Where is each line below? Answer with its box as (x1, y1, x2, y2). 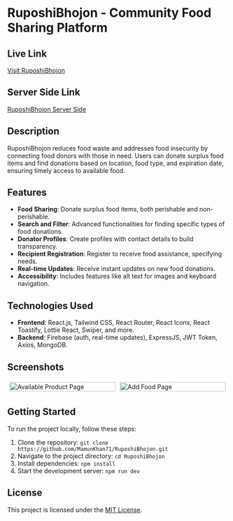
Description (7, 125, 59, 137)
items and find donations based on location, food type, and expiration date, (7, 159, 224, 167)
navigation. (17, 279, 50, 288)
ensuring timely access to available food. (7, 166, 126, 174)
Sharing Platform (7, 20, 108, 36)
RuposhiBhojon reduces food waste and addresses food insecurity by (7, 144, 209, 152)
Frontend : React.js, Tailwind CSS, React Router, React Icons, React (17, 319, 210, 327)
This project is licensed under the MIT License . (7, 506, 143, 514)
